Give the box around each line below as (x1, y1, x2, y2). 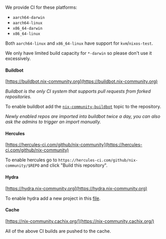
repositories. (5, 94, 32, 100)
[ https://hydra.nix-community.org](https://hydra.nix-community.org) (5, 185, 148, 191)
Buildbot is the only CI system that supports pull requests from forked (5, 88, 151, 95)
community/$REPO (5, 163, 40, 168)
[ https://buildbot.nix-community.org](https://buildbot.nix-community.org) (5, 78, 158, 84)
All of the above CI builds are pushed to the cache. (5, 228, 111, 234)
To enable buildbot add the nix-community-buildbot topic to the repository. (5, 104, 161, 110)
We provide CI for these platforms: (5, 5, 78, 10)
